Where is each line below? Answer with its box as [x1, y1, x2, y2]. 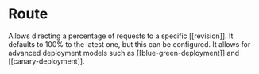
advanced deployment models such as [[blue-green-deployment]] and [8, 48, 240, 57]
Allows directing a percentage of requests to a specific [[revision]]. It [8, 31, 234, 41]
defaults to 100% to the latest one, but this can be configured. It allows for [8, 39, 251, 49]
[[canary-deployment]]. [8, 56, 85, 66]
